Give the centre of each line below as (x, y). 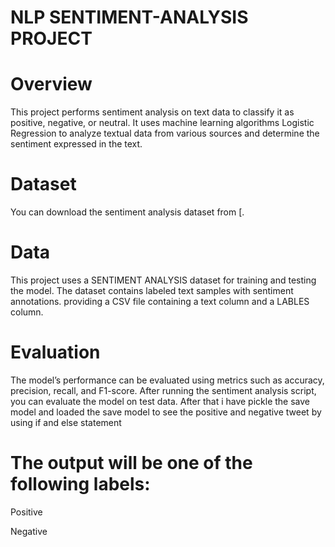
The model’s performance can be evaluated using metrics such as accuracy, (167, 380)
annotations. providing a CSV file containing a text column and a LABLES (160, 301)
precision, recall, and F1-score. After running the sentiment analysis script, (163, 390)
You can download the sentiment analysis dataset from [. (127, 212)
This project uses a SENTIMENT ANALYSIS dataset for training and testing (163, 280)
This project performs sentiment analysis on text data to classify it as (152, 112)
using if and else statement (66, 422)
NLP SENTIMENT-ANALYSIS (129, 17)
